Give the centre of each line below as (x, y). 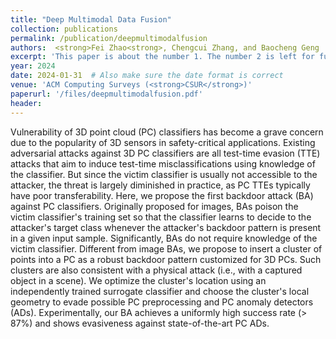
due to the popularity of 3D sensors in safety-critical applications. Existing (163, 142)
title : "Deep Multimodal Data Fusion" (91, 19)
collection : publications (64, 29)
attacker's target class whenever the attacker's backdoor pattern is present (166, 227)
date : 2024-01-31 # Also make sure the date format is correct (147, 76)
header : (26, 103)
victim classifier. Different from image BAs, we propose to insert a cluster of (166, 248)
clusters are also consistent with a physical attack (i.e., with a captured (156, 270)
